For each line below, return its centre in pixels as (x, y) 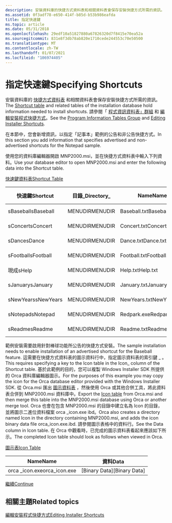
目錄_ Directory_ (91, 196)
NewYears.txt (136, 300)
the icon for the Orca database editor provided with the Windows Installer (83, 382)
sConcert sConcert (30, 226)
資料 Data (113, 462)
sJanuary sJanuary (30, 285)
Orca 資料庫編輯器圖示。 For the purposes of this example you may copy (87, 376)
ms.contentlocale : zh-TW (32, 48)
